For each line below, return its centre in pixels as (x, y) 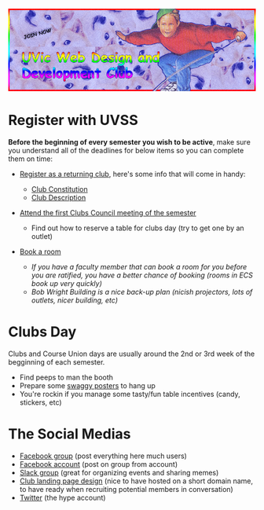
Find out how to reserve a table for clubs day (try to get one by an (138, 228)
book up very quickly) (66, 283)
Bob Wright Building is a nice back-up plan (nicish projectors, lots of (142, 292)
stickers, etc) (40, 402)
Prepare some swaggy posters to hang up (87, 385)
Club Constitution (59, 189)
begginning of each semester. (57, 361)
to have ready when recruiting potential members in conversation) (126, 489)
